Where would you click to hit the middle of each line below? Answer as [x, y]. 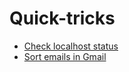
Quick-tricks [62, 18]
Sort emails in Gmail [65, 56]
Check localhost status [71, 46]
